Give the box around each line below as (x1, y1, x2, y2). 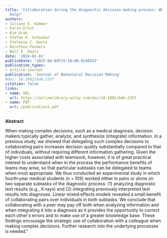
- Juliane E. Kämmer (5, 21, 48, 26)
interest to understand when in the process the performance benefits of (5, 160, 153, 165)
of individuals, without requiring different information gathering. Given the (5, 149, 156, 155)
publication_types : (5, 63, 46, 68)
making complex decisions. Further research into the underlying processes (5, 223, 159, 229)
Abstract (5, 118, 24, 124)
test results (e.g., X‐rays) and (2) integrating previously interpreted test (5, 186, 150, 192)
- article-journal (5, 68, 43, 73)
